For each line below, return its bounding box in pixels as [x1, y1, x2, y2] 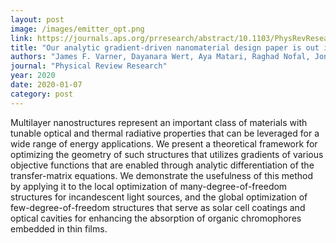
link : [10, 33, 33, 43]
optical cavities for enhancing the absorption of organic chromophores [10, 212, 302, 224]
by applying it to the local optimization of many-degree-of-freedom [10, 180, 288, 192]
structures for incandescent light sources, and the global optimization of [10, 191, 308, 203]
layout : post [10, 14, 65, 25]
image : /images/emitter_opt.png [10, 24, 145, 34]
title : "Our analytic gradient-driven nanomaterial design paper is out [10, 42, 320, 53]
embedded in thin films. [10, 222, 108, 235]
